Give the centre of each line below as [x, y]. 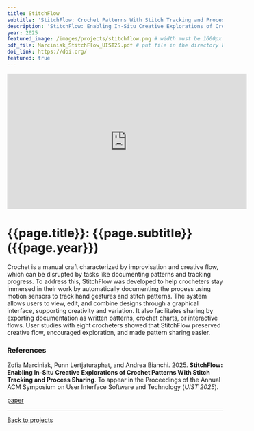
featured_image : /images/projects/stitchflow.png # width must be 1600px [115, 39]
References [27, 350]
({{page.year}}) [53, 247]
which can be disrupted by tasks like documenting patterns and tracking [109, 274]
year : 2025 [23, 33]
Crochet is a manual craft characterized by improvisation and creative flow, [113, 267]
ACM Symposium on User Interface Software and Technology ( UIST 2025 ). [113, 387]
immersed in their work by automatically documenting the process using [109, 288]
